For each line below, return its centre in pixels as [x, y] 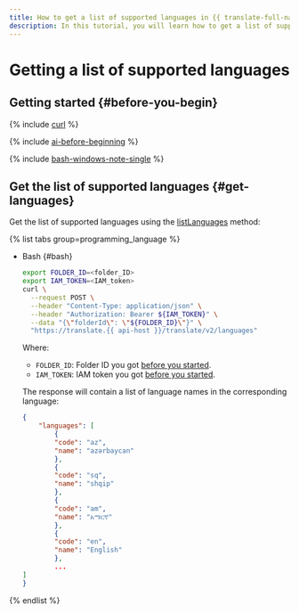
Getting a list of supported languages [149, 70]
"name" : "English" [89, 550]
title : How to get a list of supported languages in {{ [115, 17]
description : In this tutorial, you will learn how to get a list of [141, 26]
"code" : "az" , [81, 442]
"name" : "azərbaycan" [95, 451]
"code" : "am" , [81, 509]
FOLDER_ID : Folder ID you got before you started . [123, 365]
